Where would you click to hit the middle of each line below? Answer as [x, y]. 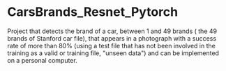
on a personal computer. [43, 60]
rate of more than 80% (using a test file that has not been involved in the [112, 45]
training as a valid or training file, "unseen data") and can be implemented [113, 53]
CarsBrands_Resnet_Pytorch [93, 12]
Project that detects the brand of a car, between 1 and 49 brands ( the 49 [112, 31]
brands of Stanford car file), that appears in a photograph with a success [112, 38]
